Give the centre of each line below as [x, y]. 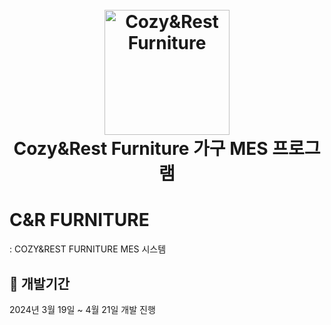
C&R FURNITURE [79, 220]
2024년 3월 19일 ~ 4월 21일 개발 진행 [82, 309]
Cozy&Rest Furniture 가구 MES [141, 149]
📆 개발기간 [40, 283]
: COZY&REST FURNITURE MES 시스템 [88, 249]
